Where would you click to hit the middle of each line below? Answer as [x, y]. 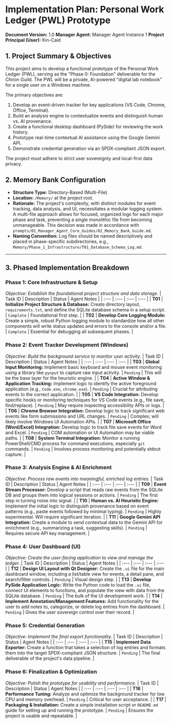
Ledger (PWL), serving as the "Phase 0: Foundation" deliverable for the [80, 74]
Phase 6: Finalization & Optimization [51, 672]
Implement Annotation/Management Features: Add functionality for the [82, 601]
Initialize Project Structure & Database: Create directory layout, [73, 304]
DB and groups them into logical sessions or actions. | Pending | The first [82, 495]
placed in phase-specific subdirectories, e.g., [61, 241]
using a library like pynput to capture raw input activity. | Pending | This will [83, 373]
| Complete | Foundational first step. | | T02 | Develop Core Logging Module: [85, 315]
